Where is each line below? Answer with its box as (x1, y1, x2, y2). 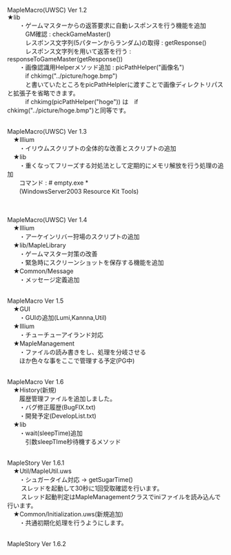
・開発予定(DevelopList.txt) (19, 412, 97, 420)
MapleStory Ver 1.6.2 (7, 540, 67, 547)
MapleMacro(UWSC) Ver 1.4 (7, 216, 88, 223)
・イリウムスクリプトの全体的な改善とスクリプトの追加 (19, 144, 177, 152)
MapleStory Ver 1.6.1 (7, 458, 65, 467)
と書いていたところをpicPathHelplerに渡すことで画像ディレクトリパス (25, 81, 224, 88)
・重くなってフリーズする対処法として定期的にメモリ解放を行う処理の (19, 161, 219, 170)
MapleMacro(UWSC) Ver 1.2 (7, 6, 88, 14)
